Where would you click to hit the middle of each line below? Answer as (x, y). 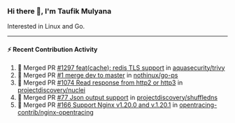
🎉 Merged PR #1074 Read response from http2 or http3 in (100, 82)
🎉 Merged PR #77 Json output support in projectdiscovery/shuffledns (117, 97)
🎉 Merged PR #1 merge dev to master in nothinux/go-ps (98, 75)
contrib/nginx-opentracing (56, 112)
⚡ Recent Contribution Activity (52, 49)
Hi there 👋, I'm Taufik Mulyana (59, 11)
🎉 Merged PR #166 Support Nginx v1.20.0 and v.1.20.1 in (98, 105)
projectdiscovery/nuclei (51, 89)
